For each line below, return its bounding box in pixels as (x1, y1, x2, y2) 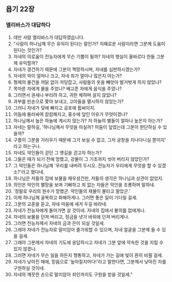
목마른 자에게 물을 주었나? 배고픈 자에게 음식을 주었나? (13, 85, 122, 91)
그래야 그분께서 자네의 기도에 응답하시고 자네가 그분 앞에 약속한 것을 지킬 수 (13, 239, 164, 245)
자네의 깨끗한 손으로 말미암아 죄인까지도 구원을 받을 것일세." (13, 271, 133, 277)
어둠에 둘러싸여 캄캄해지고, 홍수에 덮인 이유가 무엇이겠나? (13, 111, 128, 117)
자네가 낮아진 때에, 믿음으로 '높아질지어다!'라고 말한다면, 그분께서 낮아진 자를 (13, 258, 166, 265)
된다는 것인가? (13, 47, 42, 53)
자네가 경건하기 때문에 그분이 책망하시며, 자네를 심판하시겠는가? (13, 66, 140, 72)
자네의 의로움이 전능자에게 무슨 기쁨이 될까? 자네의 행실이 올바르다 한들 (13, 53, 155, 59)
